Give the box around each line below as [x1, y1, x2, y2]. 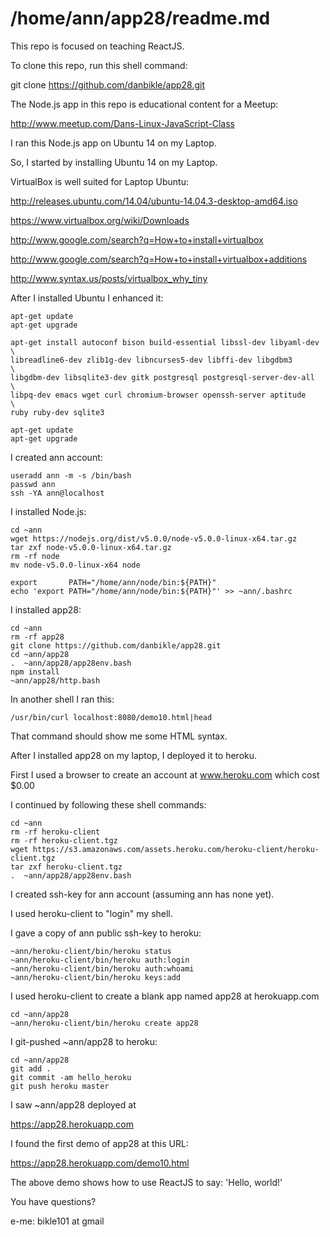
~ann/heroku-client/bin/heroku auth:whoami [10, 963, 195, 974]
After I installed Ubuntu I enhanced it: [10, 292, 164, 304]
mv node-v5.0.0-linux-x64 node [10, 560, 141, 570]
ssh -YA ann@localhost [10, 488, 105, 498]
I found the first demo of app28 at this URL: [10, 1137, 189, 1149]
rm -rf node [10, 551, 60, 561]
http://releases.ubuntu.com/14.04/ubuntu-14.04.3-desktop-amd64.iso [10, 195, 298, 207]
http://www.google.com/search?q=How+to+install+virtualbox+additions [10, 253, 308, 265]
